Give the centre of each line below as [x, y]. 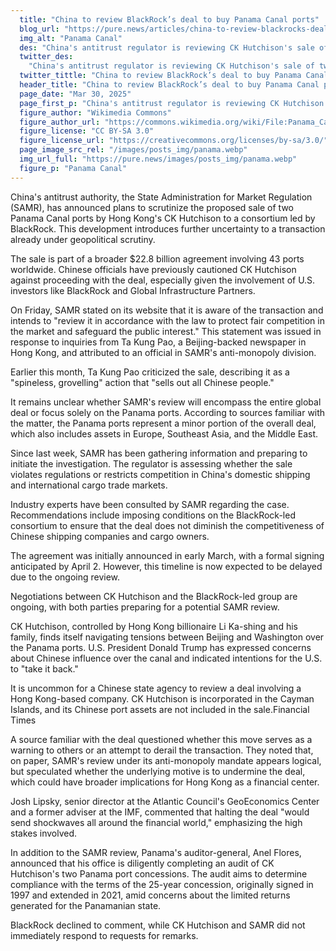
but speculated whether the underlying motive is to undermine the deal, [158, 771]
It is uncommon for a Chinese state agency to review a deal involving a [156, 688]
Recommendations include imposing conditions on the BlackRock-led [153, 515]
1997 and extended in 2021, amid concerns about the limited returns [150, 895]
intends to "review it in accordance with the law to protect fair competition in [167, 320]
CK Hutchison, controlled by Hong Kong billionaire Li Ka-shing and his [154, 626]
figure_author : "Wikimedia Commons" [95, 112]
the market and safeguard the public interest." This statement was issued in [166, 331]
